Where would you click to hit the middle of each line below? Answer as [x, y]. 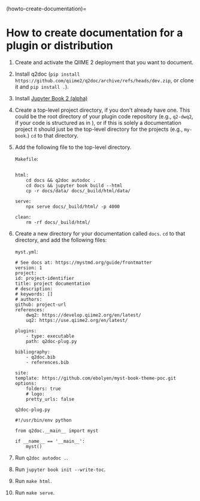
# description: [34, 289]
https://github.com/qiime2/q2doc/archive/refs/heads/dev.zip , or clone [104, 80]
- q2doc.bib [41, 357]
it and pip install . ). [42, 87]
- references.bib [47, 362]
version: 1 [28, 268]
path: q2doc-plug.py [51, 341]
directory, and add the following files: [61, 240]
